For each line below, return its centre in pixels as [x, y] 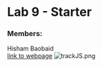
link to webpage [30, 56]
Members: [25, 34]
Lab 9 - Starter [49, 12]
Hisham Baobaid [30, 48]
